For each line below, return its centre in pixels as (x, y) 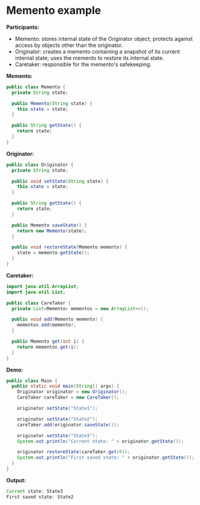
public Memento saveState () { (49, 225)
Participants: (23, 27)
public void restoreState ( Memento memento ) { (70, 247)
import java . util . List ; (36, 292)
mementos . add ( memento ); (47, 325)
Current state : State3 (35, 491)
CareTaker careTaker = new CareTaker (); (68, 397)
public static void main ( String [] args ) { (65, 386)
